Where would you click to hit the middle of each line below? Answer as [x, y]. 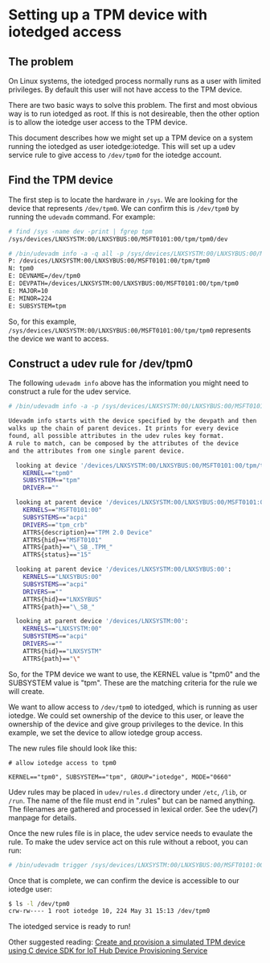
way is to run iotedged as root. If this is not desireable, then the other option [134, 114]
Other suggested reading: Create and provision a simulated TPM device [127, 942]
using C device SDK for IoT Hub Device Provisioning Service [108, 951]
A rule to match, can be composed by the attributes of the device [124, 443]
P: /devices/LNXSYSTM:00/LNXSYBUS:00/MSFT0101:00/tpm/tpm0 [109, 261]
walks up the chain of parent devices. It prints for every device [124, 428]
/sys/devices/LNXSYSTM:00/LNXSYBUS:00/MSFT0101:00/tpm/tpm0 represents [130, 330]
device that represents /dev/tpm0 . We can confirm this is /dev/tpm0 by [124, 208]
